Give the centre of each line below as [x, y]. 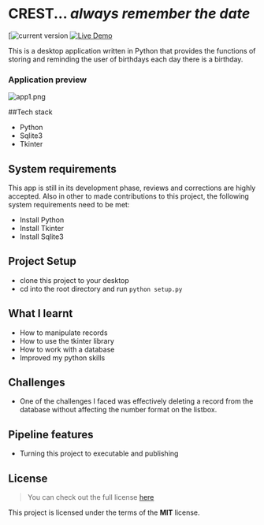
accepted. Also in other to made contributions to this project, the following [129, 196]
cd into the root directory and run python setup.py [101, 289]
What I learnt [41, 313]
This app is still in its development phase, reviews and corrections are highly [132, 188]
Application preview [48, 80]
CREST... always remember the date [129, 14]
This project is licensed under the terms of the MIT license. [104, 512]
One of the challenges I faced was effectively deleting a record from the [136, 401]
